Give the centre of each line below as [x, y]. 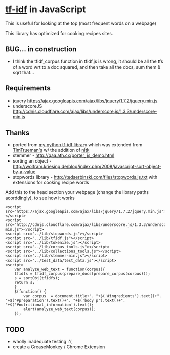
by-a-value [24, 172]
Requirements [28, 88]
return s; [25, 283]
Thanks [17, 132]
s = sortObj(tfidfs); [37, 278]
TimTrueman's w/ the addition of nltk [51, 150]
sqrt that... [23, 72]
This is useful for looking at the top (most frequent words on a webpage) [81, 23]
